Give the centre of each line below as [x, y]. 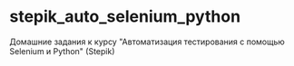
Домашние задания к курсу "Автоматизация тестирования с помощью [147, 42]
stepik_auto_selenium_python [125, 17]
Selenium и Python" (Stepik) [62, 51]
